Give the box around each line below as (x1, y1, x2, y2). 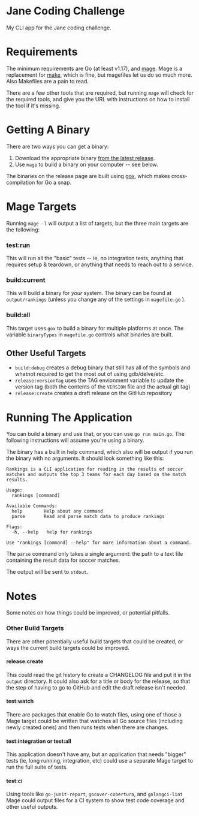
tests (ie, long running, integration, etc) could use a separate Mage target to (6, 757, 194, 764)
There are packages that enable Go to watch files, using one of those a (6, 711, 182, 718)
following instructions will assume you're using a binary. (6, 436, 144, 444)
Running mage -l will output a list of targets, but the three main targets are (6, 219, 189, 227)
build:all (6, 311, 31, 319)
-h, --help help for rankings (11, 529, 93, 535)
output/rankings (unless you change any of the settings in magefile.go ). (6, 296, 186, 303)
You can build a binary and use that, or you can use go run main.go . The (6, 430, 185, 438)
